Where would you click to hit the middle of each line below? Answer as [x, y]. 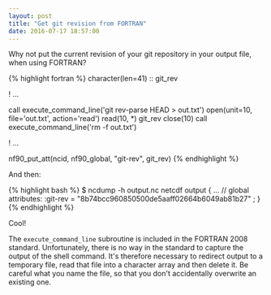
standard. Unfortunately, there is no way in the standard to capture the [126, 248]
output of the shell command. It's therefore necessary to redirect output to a [136, 256]
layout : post [30, 16]
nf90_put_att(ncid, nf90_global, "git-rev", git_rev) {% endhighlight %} [124, 158]
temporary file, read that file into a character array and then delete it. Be [129, 265]
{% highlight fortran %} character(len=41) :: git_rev [93, 79]
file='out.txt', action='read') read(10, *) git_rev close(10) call [108, 119]
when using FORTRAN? [47, 63]
